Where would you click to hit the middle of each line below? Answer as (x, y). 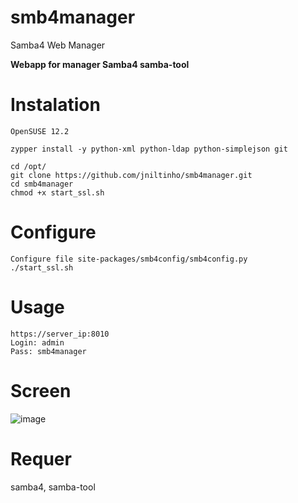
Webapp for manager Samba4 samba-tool (100, 64)
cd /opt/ (28, 166)
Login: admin (37, 342)
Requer (41, 458)
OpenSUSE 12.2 (40, 131)
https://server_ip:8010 (60, 334)
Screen (41, 390)
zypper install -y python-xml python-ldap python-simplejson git (149, 149)
